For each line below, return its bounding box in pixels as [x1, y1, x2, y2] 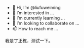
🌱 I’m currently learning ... [12, 15, 65, 21]
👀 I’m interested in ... [12, 10, 54, 16]
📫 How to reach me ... [12, 26, 58, 31]
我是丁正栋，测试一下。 [5, 38, 53, 44]
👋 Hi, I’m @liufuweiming [12, 5, 61, 10]
